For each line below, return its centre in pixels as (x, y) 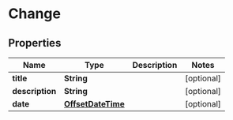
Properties (35, 43)
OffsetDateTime (94, 104)
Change (35, 14)
